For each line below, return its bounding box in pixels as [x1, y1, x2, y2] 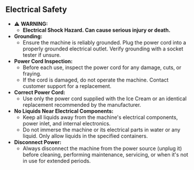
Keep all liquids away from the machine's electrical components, [22, 114, 178, 121]
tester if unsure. [22, 51, 61, 58]
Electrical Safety [5, 5, 67, 15]
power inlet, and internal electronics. [22, 120, 111, 127]
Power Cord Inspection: [13, 57, 73, 64]
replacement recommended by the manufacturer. [22, 101, 141, 108]
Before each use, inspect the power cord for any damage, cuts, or [22, 64, 182, 71]
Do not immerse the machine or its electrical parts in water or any [22, 126, 181, 133]
